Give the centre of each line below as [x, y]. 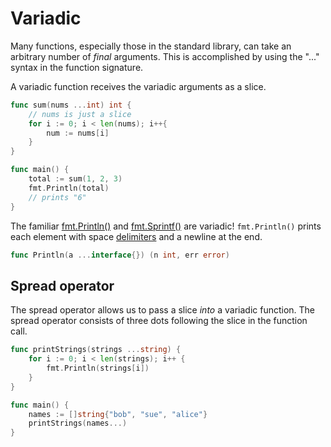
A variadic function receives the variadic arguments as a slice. [138, 86]
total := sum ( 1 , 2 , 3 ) [75, 179]
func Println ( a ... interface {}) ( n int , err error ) [120, 255]
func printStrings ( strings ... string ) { [96, 350]
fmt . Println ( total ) [69, 188]
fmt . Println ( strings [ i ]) [98, 368]
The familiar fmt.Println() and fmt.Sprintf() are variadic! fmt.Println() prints [166, 226]
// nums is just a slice [80, 114]
